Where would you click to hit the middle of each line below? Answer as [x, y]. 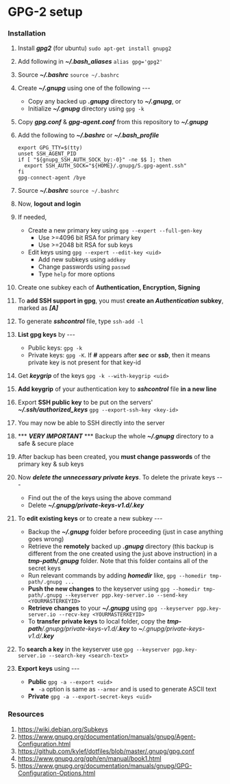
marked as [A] [38, 308]
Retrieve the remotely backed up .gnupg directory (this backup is [121, 547]
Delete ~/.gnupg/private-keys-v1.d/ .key [86, 506]
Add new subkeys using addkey [82, 260]
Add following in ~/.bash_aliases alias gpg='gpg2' [90, 62]
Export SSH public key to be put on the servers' [85, 403]
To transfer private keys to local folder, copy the [97, 621]
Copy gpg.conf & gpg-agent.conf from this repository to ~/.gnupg [113, 122]
